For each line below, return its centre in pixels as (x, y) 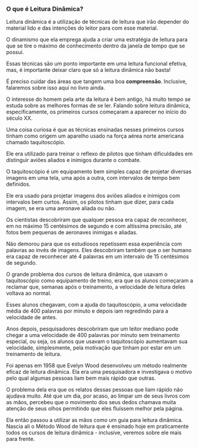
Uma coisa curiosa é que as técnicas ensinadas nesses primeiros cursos (95, 130)
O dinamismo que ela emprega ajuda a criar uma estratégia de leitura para (97, 40)
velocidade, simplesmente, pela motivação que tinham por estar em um (94, 348)
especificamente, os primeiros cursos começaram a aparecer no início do (97, 112)
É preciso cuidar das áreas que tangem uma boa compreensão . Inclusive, (97, 81)
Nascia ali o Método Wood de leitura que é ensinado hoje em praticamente (97, 427)
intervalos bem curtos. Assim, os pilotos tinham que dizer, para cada (90, 202)
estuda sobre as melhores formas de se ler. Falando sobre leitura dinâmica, (98, 106)
